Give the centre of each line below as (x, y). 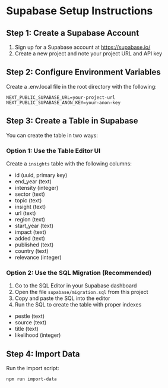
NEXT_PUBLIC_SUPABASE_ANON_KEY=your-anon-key (63, 102)
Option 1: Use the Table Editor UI (53, 151)
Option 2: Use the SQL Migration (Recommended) (79, 273)
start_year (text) (34, 226)
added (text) (30, 238)
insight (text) (30, 206)
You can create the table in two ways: (52, 135)
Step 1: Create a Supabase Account (73, 33)
